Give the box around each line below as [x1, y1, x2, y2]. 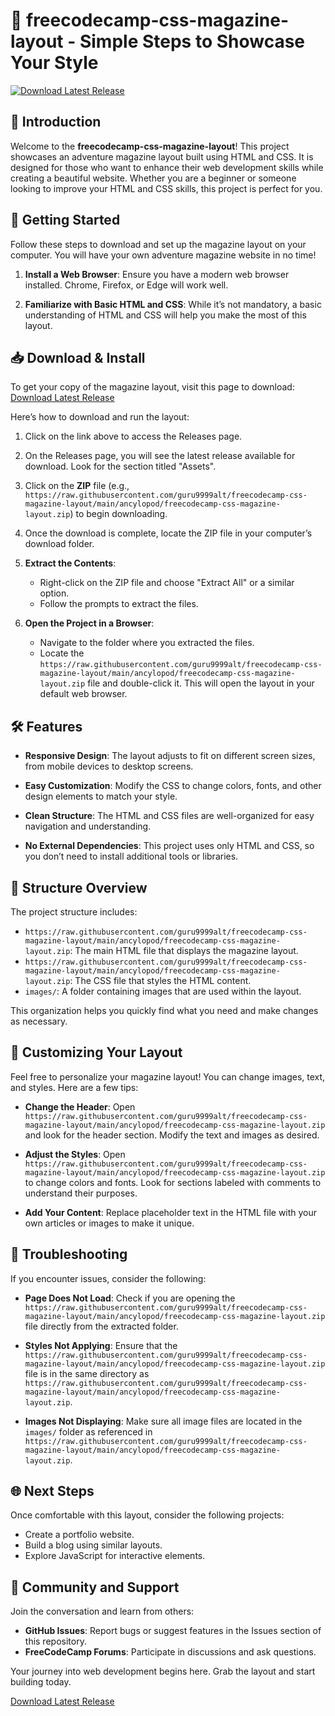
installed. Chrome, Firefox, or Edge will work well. [24, 279, 229, 291]
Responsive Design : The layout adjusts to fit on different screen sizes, [24, 750, 316, 762]
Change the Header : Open [24, 1100, 136, 1113]
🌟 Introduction [10, 114, 102, 131]
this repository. [24, 1635, 87, 1648]
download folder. [24, 538, 95, 550]
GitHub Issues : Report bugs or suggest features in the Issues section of [24, 1625, 322, 1637]
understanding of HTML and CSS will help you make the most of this [24, 309, 307, 321]
